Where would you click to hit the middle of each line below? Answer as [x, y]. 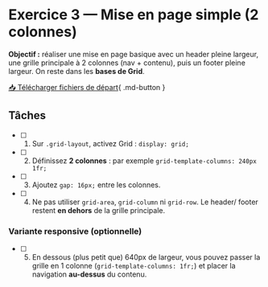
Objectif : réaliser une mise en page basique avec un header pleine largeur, [134, 54]
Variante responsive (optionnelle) [75, 231]
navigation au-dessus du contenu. [89, 274]
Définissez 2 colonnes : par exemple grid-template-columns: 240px [144, 160]
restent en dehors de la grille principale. [99, 210]
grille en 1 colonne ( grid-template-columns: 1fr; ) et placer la [134, 266]
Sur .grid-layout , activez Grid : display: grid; [110, 143]
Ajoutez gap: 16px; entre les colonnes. [96, 184]
